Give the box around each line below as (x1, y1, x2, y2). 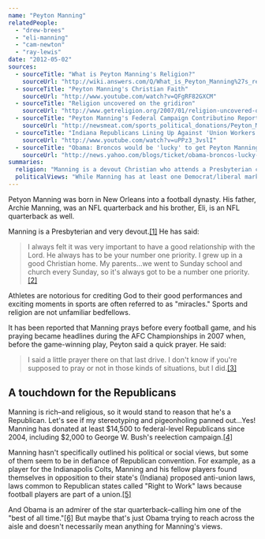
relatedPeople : (8, 19, 58, 27)
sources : (8, 63, 37, 71)
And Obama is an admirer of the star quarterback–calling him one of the (8, 504, 242, 514)
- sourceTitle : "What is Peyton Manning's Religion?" (15, 70, 196, 78)
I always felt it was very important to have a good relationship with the (27, 241, 256, 251)
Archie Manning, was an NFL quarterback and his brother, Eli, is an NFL (8, 203, 241, 212)
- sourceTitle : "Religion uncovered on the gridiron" (15, 99, 196, 107)
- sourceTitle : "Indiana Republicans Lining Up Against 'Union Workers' (15, 129, 259, 137)
